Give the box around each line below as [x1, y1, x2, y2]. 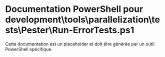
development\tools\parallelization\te [5, 14, 160, 25]
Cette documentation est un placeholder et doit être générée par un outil [5, 41, 155, 47]
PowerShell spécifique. [5, 46, 52, 52]
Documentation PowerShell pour [5, 3, 143, 15]
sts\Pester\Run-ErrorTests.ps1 [5, 25, 134, 36]
